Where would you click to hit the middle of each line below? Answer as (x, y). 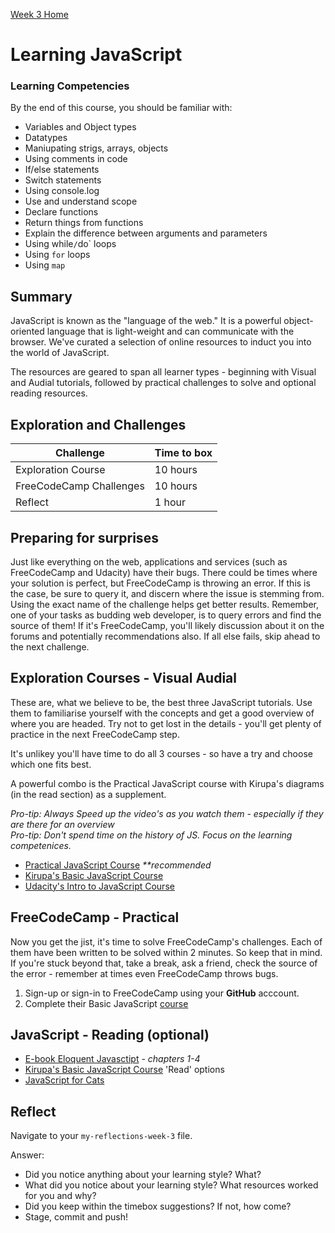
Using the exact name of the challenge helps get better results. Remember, (165, 604)
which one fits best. (51, 764)
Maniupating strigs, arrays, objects (96, 148)
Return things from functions (84, 223)
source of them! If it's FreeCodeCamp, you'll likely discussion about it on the (167, 625)
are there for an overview (62, 824)
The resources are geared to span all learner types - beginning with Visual (163, 372)
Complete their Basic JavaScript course (106, 1003)
